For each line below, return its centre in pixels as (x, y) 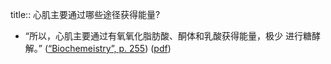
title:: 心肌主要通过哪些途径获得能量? (85, 14)
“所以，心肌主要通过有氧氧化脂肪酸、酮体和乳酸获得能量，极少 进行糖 (168, 36)
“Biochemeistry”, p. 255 (97, 48)
